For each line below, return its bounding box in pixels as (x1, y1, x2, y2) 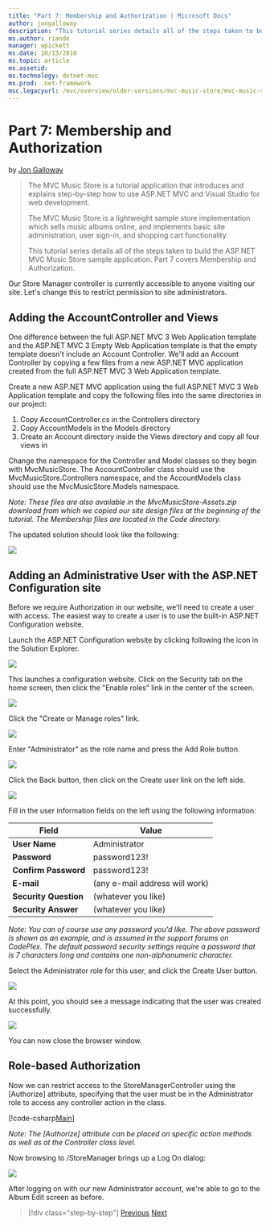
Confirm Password (12, 864, 86, 875)
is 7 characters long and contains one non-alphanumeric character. (8, 950, 234, 959)
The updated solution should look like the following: (8, 530, 179, 540)
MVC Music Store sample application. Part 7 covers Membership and (27, 255, 256, 264)
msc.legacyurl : (8, 86, 59, 95)
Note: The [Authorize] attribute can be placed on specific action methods (8, 1128, 252, 1138)
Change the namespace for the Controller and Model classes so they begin (8, 456, 257, 466)
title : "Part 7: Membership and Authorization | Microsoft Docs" (8, 11, 231, 20)
